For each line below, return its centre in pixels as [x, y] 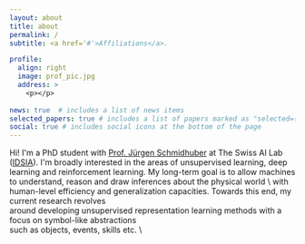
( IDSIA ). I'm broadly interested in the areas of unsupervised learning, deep [148, 162]
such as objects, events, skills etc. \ [76, 230]
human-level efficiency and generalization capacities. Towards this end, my [151, 191]
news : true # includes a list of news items [97, 110]
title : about [34, 26]
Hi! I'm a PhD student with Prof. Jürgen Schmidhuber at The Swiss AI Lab [146, 153]
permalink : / [34, 34]
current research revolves [58, 201]
